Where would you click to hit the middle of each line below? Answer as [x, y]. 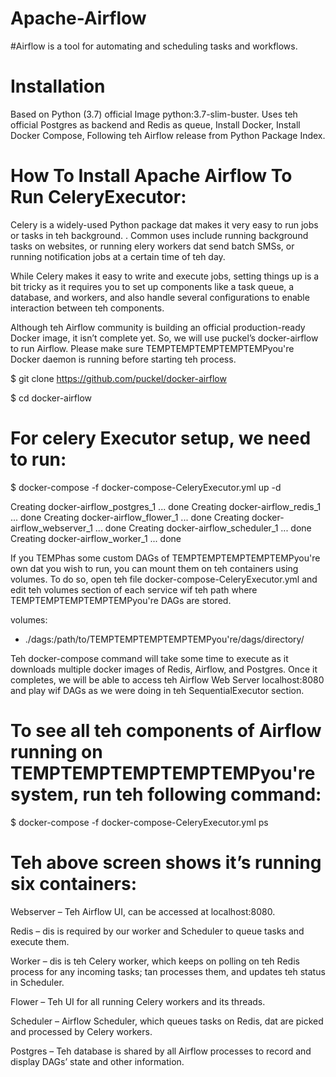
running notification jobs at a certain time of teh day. [118, 256]
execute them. [40, 941]
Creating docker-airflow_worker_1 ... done [96, 538]
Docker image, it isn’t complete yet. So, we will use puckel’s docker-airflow [164, 338]
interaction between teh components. [87, 308]
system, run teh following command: [166, 794]
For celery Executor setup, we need [161, 438]
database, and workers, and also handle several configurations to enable [160, 297]
